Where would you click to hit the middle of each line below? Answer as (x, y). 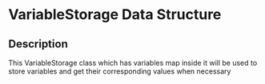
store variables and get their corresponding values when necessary (120, 71)
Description (38, 44)
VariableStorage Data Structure (115, 15)
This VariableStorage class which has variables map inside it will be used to (133, 63)
